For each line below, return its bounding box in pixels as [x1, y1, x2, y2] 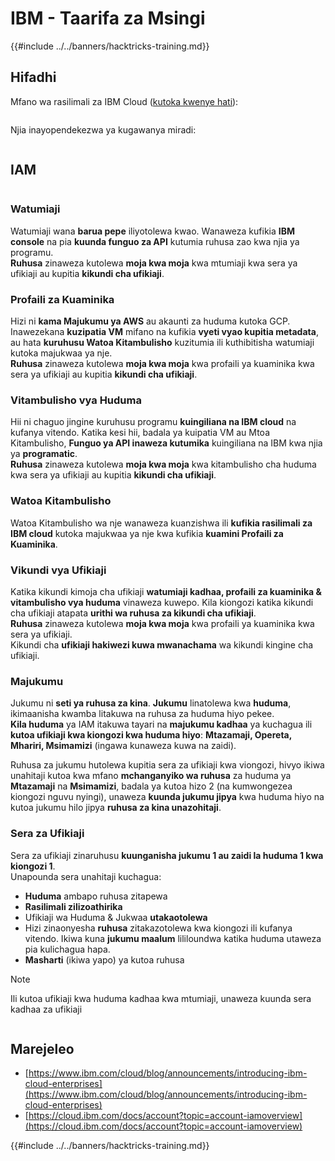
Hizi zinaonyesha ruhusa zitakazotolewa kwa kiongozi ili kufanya [24, 922, 293, 934]
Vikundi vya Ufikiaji [10, 563, 107, 577]
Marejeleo [10, 1041, 75, 1058]
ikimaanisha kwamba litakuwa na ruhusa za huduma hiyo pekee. [10, 708, 275, 720]
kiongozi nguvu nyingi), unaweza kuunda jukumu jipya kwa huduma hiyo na [10, 791, 325, 803]
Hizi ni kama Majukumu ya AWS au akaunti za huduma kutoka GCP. [10, 315, 291, 327]
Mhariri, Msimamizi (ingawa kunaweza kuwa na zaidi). [10, 740, 237, 752]
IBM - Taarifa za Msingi [10, 7, 206, 30]
